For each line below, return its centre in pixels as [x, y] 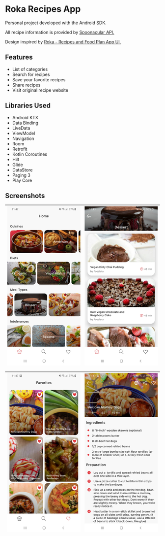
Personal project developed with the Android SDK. [56, 23]
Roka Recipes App [43, 9]
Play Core [22, 180]
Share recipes [26, 85]
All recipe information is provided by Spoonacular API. [60, 32]
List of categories [30, 69]
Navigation [23, 138]
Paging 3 [21, 175]
